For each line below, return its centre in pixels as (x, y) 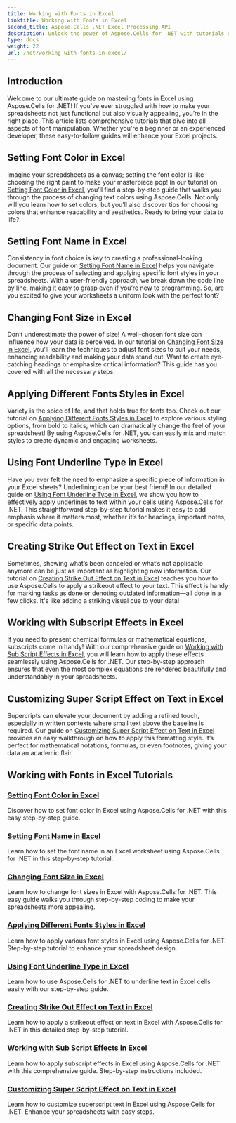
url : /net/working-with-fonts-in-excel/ (67, 53)
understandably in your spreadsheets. (62, 677)
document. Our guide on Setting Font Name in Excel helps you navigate (111, 266)
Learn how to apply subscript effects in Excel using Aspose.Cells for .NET (114, 1063)
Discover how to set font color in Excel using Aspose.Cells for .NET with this (117, 810)
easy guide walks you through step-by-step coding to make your (101, 900)
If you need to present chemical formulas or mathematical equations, (107, 639)
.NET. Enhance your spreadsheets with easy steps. (81, 1111)
